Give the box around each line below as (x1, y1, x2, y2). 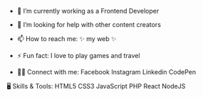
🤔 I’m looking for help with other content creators (16, 21, 162, 28)
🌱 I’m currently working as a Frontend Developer (16, 7, 160, 15)
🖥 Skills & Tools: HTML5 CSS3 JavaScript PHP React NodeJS (6, 82, 186, 90)
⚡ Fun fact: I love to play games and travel (16, 52, 140, 59)
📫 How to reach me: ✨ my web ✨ (16, 35, 117, 42)
